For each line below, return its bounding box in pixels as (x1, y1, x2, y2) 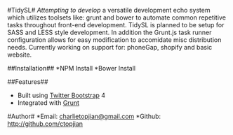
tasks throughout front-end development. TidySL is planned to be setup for (7, 21, 225, 29)
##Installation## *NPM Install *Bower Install (7, 64, 135, 72)
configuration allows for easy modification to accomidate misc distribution (7, 36, 222, 44)
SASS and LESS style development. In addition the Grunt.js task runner (7, 28, 212, 36)
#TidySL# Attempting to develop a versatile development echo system (7, 6, 211, 14)
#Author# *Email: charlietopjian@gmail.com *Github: (7, 112, 161, 120)
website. (7, 50, 32, 59)
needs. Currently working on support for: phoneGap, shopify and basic (7, 43, 213, 51)
